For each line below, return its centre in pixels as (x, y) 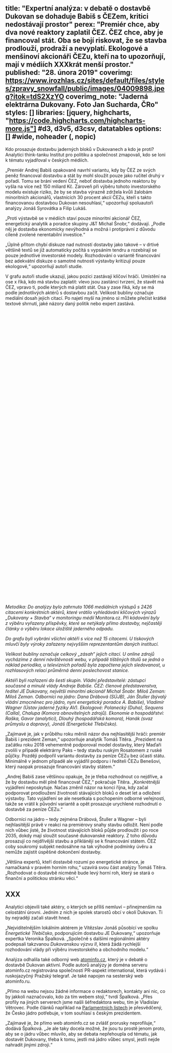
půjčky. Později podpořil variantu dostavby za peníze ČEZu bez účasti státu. (85, 755)
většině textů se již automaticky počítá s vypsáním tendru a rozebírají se (81, 250)
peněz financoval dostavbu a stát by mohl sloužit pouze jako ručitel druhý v (85, 175)
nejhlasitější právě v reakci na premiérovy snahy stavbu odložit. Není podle (84, 825)
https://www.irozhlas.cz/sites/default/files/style (85, 81)
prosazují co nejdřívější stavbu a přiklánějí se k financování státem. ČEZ (81, 841)
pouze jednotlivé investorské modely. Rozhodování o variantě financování (83, 255)
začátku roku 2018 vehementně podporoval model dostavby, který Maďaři (83, 744)
